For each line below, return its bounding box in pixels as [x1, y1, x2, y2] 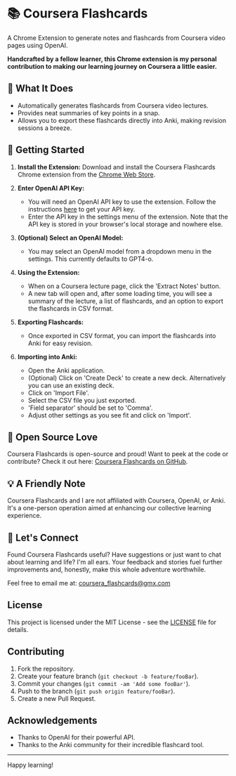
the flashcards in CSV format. [27, 304, 114, 313]
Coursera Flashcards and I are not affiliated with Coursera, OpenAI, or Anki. [7, 496, 226, 505]
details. [7, 625, 29, 633]
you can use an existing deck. [27, 381, 114, 389]
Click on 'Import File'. [27, 388, 90, 397]
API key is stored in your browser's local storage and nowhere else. [27, 219, 223, 228]
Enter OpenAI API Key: [17, 183, 85, 192]
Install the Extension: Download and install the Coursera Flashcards [17, 162, 216, 171]
